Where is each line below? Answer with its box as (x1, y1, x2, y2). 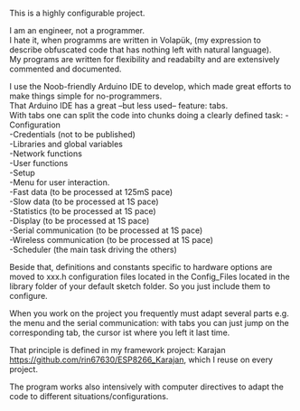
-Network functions (9, 148, 83, 159)
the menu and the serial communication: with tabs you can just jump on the (9, 318, 289, 328)
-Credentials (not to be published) (9, 129, 136, 139)
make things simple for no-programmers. (9, 90, 163, 101)
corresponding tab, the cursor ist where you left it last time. (9, 327, 230, 338)
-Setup (9, 167, 36, 178)
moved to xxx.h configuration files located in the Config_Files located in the (9, 271, 291, 282)
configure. (9, 291, 48, 301)
